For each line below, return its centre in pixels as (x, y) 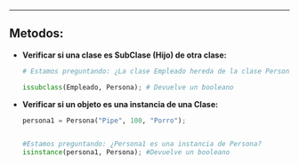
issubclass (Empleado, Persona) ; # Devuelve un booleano (128, 87)
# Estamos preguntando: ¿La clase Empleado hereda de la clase (142, 71)
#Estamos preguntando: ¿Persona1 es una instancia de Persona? (142, 144)
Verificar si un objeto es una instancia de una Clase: (120, 104)
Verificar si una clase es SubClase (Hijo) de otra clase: (124, 55)
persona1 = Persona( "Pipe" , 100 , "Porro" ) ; (104, 121)
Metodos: (36, 33)
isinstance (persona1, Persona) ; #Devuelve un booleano (126, 153)
